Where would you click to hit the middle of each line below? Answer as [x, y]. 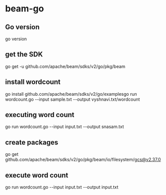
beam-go [25, 9]
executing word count [40, 115]
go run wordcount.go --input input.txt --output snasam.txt [65, 127]
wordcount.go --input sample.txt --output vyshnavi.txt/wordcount [73, 99]
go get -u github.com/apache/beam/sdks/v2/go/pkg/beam [65, 66]
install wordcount [33, 82]
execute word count [37, 175]
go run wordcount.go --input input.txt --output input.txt [62, 187]
